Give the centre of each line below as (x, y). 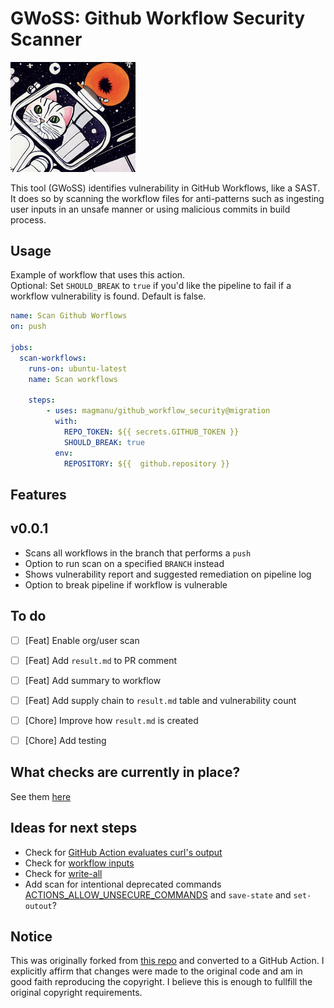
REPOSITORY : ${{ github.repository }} (146, 463)
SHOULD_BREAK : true (104, 442)
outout (38, 906)
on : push (28, 327)
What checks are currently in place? (125, 772)
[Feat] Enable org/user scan (82, 640)
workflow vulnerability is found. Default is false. (108, 296)
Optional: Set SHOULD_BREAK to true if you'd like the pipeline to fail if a (151, 286)
